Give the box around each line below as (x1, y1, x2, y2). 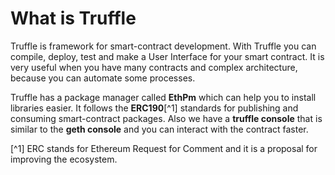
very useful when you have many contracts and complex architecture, (10, 61, 298, 73)
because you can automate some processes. (10, 72, 196, 84)
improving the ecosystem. (10, 153, 118, 165)
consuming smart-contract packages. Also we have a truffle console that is (10, 112, 323, 124)
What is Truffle (10, 7, 137, 30)
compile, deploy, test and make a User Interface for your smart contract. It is (10, 50, 325, 62)
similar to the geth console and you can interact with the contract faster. (10, 123, 309, 135)
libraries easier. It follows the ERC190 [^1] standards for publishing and (10, 102, 299, 114)
